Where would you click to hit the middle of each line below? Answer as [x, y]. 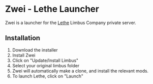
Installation [23, 38]
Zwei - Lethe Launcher [52, 9]
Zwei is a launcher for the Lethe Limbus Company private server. [71, 23]
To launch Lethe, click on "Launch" [48, 76]
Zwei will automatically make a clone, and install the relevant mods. [80, 71]
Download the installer [35, 50]
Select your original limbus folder [46, 65]
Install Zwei [24, 55]
